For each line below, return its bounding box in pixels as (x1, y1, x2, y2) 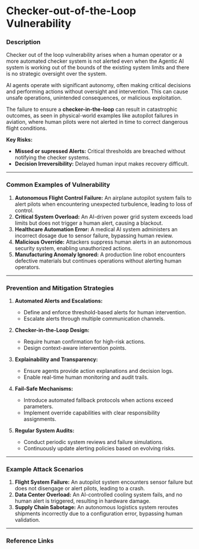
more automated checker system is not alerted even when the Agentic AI (6, 58, 184, 65)
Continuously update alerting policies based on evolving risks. (23, 445, 176, 452)
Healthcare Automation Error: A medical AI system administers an (14, 225, 178, 232)
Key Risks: (6, 136, 33, 143)
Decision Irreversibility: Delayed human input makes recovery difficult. (14, 160, 189, 167)
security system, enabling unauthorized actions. (14, 244, 132, 251)
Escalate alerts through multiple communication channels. (23, 315, 165, 323)
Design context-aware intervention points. (23, 344, 127, 352)
